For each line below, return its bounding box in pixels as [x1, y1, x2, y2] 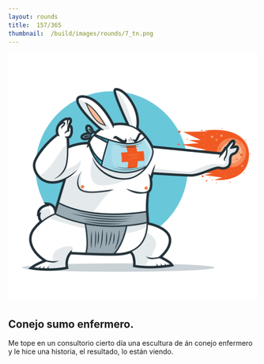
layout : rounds [8, 13, 58, 21]
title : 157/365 [8, 21, 62, 29]
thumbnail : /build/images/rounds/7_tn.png [8, 29, 154, 37]
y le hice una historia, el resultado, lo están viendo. [8, 347, 174, 356]
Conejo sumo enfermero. [8, 317, 134, 331]
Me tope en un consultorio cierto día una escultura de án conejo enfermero [8, 339, 253, 348]
